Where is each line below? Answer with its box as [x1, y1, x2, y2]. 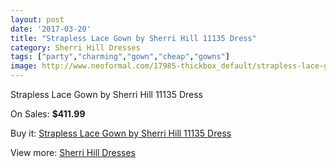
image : [10, 61, 38, 71]
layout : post [10, 14, 65, 25]
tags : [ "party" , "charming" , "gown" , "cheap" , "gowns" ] [10, 52, 230, 62]
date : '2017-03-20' [10, 24, 92, 34]
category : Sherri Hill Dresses [10, 42, 141, 53]
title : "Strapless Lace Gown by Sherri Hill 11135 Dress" [10, 33, 257, 43]
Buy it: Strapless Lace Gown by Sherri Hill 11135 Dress [10, 127, 232, 139]
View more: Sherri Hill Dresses [10, 147, 136, 158]
